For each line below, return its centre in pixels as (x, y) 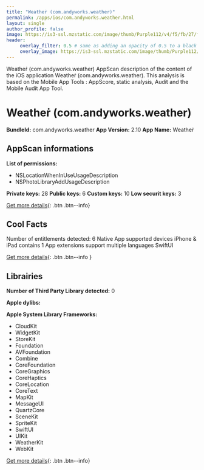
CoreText (26, 391)
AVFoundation (32, 352)
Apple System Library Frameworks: (52, 314)
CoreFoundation (35, 365)
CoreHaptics (31, 378)
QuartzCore (30, 410)
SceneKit (26, 416)
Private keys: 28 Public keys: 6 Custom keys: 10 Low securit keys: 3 (94, 193)
